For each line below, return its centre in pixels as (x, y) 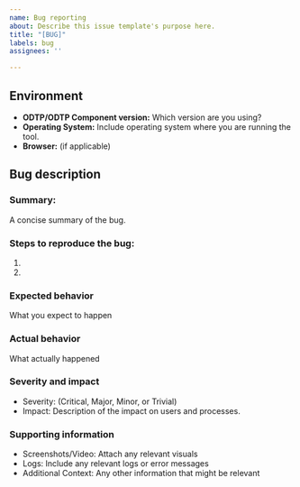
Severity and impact (55, 381)
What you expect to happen (61, 316)
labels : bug (32, 43)
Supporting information (62, 434)
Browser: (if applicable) (66, 146)
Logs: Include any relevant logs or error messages (115, 464)
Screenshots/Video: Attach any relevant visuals (110, 454)
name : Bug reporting (48, 18)
